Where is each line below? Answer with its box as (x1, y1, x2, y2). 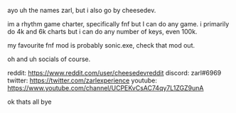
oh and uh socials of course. (7, 55, 91, 63)
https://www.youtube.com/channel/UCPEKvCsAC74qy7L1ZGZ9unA (7, 84, 204, 92)
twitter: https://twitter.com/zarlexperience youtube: (7, 76, 158, 85)
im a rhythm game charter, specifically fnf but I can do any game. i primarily (7, 20, 230, 28)
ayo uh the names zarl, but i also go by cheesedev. (7, 6, 156, 14)
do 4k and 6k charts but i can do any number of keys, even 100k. (7, 28, 198, 36)
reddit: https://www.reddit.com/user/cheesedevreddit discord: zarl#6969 (7, 69, 222, 77)
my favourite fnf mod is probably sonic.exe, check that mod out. (7, 41, 195, 49)
